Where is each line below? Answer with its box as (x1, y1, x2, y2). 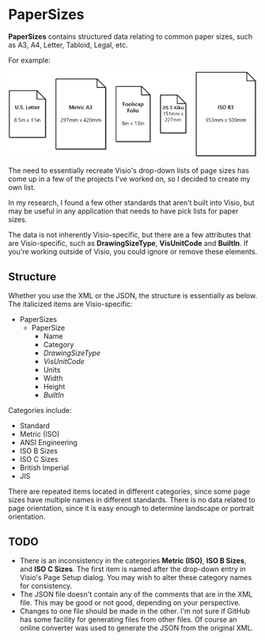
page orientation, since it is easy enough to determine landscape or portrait (8, 504, 255, 513)
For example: (8, 55, 51, 65)
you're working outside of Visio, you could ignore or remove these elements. (8, 247, 258, 256)
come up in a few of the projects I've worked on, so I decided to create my (8, 174, 251, 184)
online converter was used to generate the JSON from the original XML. (19, 623, 254, 632)
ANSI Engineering (19, 437, 78, 448)
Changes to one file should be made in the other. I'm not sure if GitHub (19, 606, 251, 615)
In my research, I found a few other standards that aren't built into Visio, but (8, 198, 255, 207)
